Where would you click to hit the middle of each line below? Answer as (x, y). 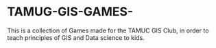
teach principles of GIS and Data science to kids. (76, 37)
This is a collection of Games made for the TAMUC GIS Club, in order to (108, 30)
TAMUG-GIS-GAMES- (70, 12)
